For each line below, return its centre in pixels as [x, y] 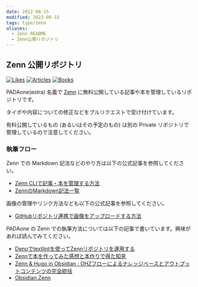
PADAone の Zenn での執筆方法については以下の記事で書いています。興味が [99, 229]
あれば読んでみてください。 [40, 236]
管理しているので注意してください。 [50, 132]
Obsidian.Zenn [33, 278]
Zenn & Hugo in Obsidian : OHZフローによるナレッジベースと [89, 264]
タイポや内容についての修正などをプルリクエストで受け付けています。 [92, 112]
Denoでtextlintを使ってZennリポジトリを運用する [75, 249]
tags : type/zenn [26, 23]
